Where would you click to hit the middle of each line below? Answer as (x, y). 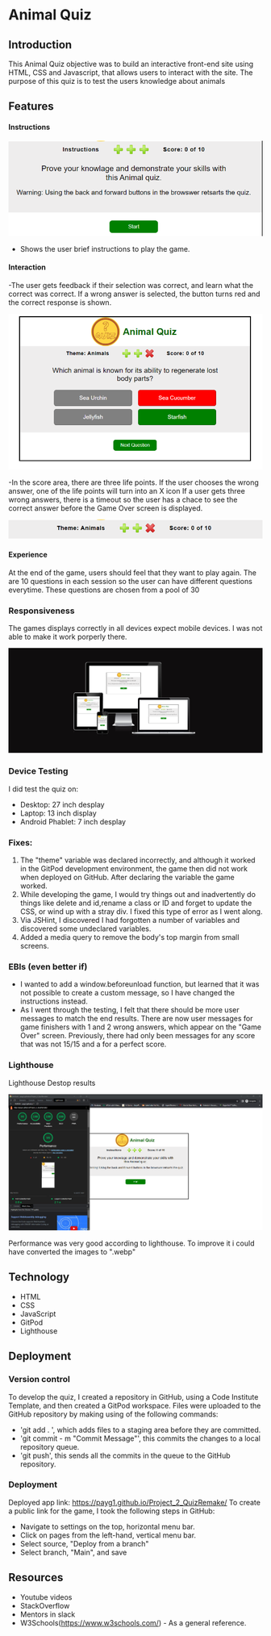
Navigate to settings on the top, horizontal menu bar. (107, 1526)
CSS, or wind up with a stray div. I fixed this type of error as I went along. (141, 911)
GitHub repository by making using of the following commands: (113, 1414)
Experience (28, 555)
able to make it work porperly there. (68, 636)
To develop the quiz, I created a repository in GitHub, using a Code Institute (133, 1396)
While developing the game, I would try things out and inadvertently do (138, 894)
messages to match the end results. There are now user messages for (136, 1019)
